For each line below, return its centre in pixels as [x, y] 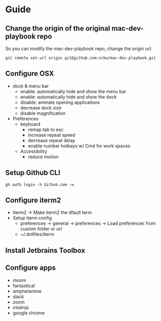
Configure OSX [30, 73]
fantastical [24, 286]
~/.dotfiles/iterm [37, 234]
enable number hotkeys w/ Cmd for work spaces [79, 146]
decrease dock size [41, 108]
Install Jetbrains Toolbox [45, 250]
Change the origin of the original [58, 28]
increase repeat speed [51, 135]
